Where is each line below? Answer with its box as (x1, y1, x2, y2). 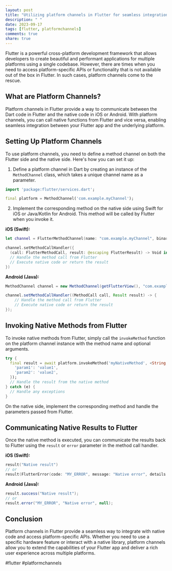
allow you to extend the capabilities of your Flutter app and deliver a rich (5, 544, 158, 551)
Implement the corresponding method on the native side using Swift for (12, 206, 163, 212)
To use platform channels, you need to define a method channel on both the (5, 151, 165, 157)
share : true (5, 36, 31, 42)
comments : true (5, 31, 38, 36)
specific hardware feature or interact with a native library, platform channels (5, 539, 165, 545)
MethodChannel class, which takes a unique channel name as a (12, 171, 143, 177)
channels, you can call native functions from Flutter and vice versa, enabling (5, 116, 166, 123)
